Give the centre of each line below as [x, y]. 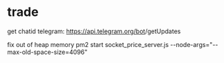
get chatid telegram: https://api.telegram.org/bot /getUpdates [94, 31]
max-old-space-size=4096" [48, 52]
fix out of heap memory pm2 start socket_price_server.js [88, 44]
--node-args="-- [194, 44]
